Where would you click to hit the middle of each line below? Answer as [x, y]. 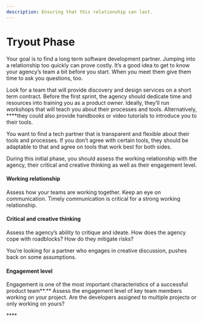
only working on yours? [35, 304]
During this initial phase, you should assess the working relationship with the [102, 158]
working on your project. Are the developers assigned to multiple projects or [101, 297]
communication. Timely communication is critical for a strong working [93, 198]
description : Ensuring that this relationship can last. [80, 12]
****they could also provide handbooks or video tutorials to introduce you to [101, 115]
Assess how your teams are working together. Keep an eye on [84, 192]
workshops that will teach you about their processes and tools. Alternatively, [101, 109]
